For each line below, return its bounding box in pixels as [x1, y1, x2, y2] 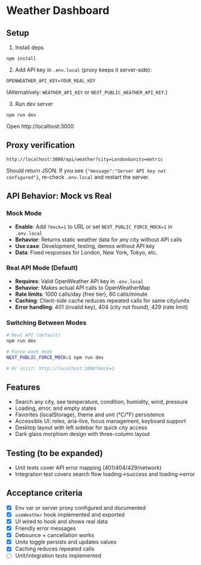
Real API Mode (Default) [6, 264, 78, 272]
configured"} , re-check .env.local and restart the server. [6, 173, 150, 181]
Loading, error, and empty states [14, 404, 97, 412]
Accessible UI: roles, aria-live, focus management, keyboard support [14, 418, 186, 425]
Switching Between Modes [6, 318, 87, 327]
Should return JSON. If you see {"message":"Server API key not [6, 167, 167, 174]
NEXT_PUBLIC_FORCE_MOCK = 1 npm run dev [6, 354, 104, 361]
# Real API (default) [6, 332, 61, 338]
